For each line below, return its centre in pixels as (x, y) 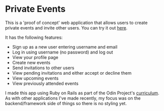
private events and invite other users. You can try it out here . (66, 28)
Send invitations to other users (43, 68)
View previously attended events (45, 83)
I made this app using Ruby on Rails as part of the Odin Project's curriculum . (82, 93)
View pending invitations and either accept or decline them (72, 73)
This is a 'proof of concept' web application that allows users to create (76, 23)
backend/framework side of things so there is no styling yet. (66, 103)
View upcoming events (35, 78)
